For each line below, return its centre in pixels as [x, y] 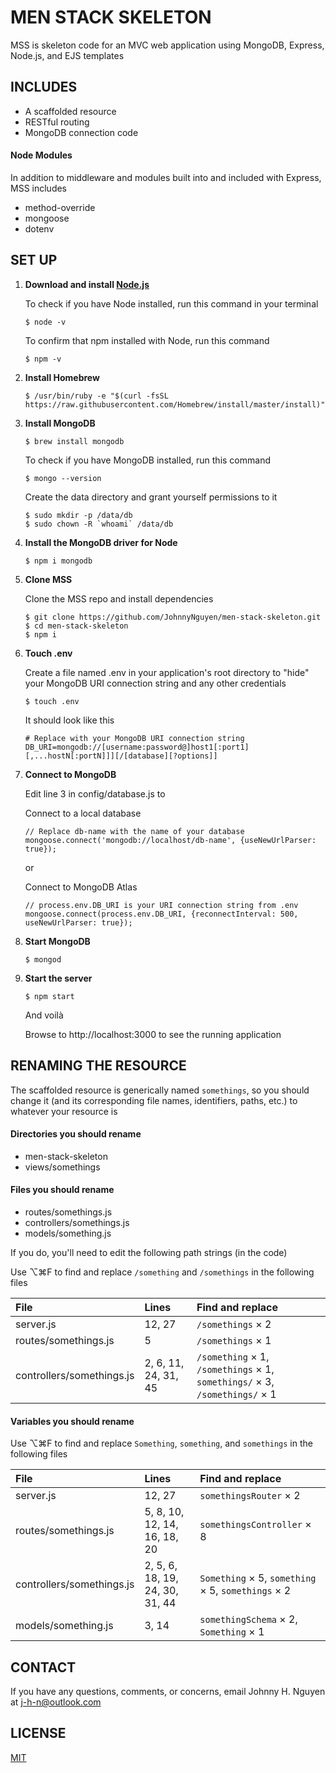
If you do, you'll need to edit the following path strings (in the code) [149, 1252]
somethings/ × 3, [235, 1381]
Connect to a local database [83, 813]
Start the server [58, 978]
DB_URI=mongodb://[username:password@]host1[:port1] [137, 747]
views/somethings [62, 1167]
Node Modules [41, 155]
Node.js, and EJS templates [67, 55]
